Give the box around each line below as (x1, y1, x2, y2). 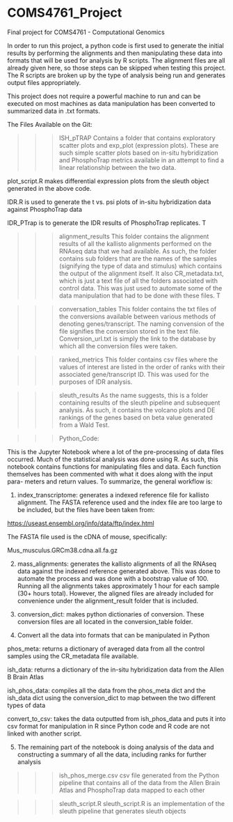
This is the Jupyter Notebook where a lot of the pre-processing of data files (7, 447, 224, 456)
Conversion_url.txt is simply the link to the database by (58, 334, 216, 343)
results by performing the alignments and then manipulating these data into (7, 49, 223, 57)
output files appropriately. (7, 78, 81, 86)
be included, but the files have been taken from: (17, 505, 155, 513)
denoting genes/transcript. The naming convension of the (58, 319, 225, 328)
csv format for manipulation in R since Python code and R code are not (7, 722, 210, 730)
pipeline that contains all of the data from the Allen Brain (58, 778, 220, 786)
